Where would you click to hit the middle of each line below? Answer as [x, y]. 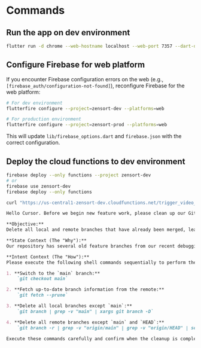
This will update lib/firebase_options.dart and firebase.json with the [94, 136]
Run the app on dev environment [68, 33]
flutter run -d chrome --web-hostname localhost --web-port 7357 [89, 46]
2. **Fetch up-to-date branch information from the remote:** [85, 290]
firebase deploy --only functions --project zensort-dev [79, 175]
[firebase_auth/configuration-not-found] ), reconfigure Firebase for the [96, 86]
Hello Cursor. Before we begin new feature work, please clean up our [96, 213]
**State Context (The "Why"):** [46, 240]
